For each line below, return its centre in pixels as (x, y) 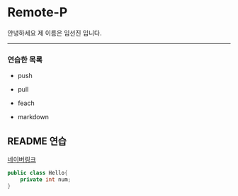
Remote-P (38, 12)
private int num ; (46, 179)
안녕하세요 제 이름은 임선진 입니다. (55, 33)
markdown (33, 117)
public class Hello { (38, 173)
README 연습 (37, 141)
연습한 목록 (25, 60)
